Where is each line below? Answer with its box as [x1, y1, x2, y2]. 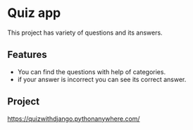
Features [7, 49, 47, 61]
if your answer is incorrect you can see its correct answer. [17, 75, 187, 83]
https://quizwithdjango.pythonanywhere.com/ [7, 114, 140, 123]
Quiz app [7, 5, 61, 21]
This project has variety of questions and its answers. [7, 28, 163, 37]
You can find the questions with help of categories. [17, 67, 166, 76]
